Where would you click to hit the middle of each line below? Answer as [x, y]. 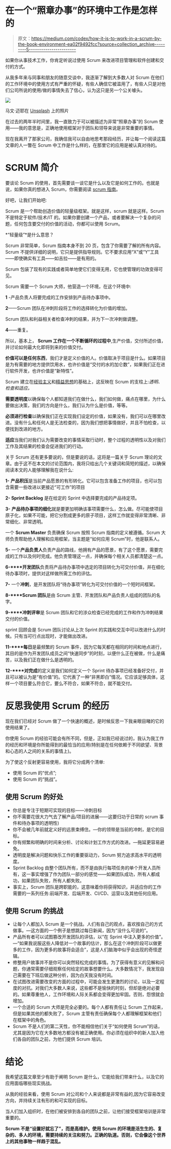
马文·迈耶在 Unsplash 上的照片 [37, 110]
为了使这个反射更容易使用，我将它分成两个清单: [55, 762]
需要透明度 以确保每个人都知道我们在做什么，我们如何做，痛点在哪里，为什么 [85, 399]
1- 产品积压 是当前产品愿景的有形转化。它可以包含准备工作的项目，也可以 [81, 481]
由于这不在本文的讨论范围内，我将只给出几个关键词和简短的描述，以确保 [90, 463]
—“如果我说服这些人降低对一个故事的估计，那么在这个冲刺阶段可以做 [85, 943]
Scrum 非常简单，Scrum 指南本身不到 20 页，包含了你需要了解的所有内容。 [84, 245]
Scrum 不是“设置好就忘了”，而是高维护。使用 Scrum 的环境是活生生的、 [81, 1129]
